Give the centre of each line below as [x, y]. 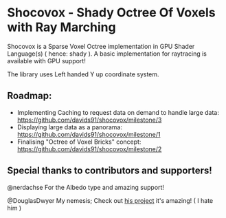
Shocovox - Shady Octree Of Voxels [111, 13]
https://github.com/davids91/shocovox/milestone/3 [89, 120]
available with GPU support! [46, 61]
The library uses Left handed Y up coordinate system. [83, 74]
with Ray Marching [61, 27]
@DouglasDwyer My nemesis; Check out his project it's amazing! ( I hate [110, 200]
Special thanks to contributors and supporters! [110, 171]
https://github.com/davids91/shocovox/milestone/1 [89, 134]
